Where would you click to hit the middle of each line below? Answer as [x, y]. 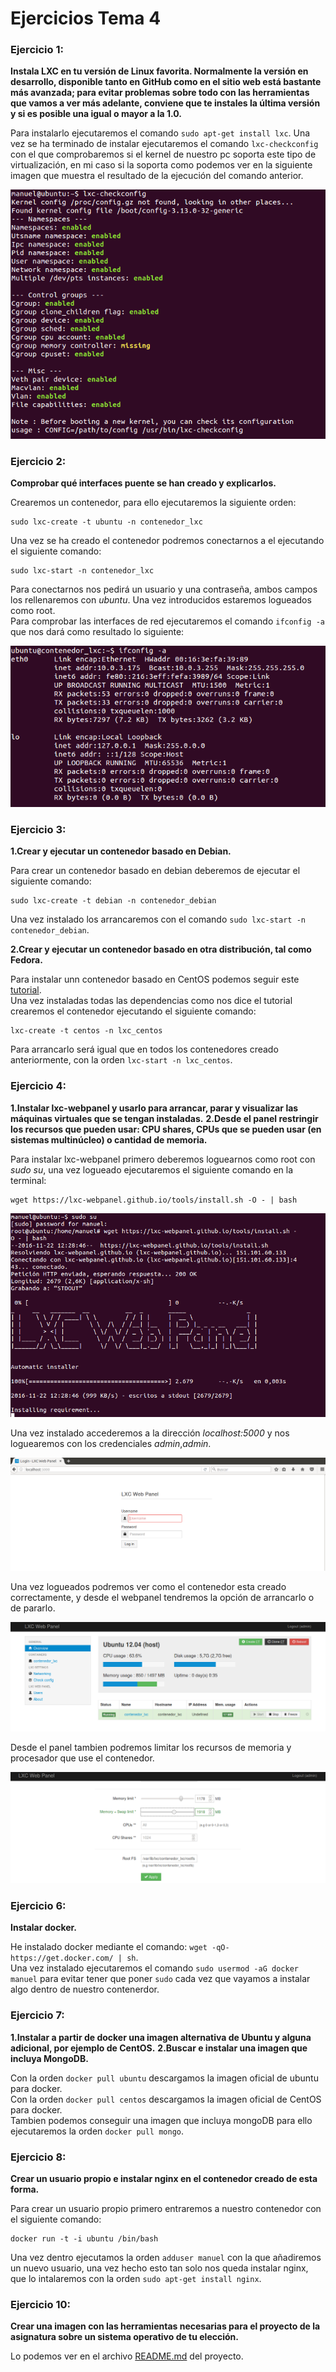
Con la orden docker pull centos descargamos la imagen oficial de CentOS [166, 2099]
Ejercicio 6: [38, 1905]
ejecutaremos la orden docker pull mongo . [97, 2131]
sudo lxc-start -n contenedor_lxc [82, 571]
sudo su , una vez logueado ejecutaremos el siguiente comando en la [152, 1169]
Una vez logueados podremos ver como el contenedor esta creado [148, 1587]
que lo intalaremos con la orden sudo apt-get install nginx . [136, 2278]
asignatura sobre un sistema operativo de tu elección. [124, 2337]
